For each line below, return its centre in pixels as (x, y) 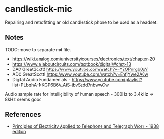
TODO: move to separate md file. (38, 49)
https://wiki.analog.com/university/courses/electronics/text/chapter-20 (83, 59)
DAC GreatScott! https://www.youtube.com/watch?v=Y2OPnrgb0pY (80, 69)
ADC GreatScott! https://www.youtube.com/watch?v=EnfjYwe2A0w (80, 74)
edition (19, 131)
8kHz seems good (23, 99)
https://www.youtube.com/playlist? (107, 79)
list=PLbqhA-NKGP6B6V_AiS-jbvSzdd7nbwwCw (61, 85)
